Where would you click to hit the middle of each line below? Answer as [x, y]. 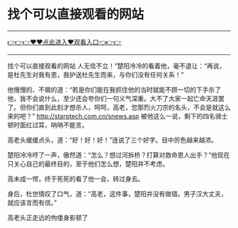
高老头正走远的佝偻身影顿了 [48, 217]
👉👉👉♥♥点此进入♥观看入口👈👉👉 [64, 42]
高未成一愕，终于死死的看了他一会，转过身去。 [75, 179]
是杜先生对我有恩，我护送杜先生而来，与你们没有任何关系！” [96, 74]
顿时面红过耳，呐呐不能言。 [48, 125]
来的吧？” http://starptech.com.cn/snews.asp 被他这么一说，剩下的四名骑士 [118, 116]
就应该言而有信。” [32, 203]
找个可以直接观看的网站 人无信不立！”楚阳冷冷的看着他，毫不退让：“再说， [117, 66]
